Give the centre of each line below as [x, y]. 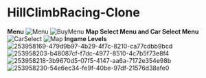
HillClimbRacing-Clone [74, 13]
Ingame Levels [85, 38]
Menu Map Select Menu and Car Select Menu [103, 31]
